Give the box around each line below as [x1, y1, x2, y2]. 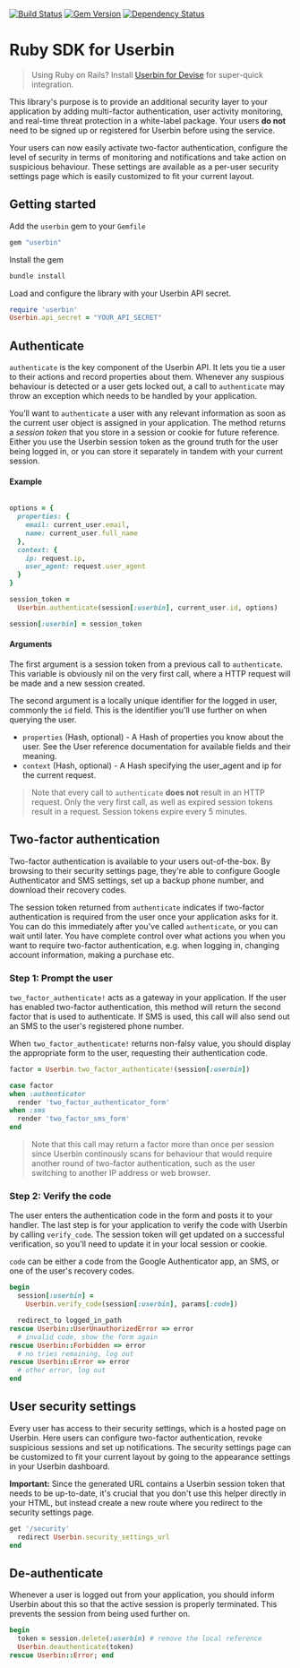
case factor [9, 1081, 54, 1090]
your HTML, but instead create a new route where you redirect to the [9, 1497, 263, 1508]
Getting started [9, 197, 97, 212]
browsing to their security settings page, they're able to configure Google [9, 865, 280, 876]
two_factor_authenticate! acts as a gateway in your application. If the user [9, 991, 287, 1003]
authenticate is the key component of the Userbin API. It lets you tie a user [9, 362, 286, 373]
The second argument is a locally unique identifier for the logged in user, [9, 695, 278, 705]
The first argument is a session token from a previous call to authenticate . [9, 659, 284, 670]
